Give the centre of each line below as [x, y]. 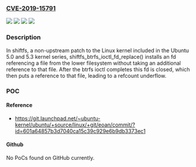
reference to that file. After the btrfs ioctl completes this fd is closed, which [98, 69]
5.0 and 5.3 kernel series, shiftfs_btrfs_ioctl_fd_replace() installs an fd [91, 56]
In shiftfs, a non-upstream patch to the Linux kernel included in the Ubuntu [98, 50]
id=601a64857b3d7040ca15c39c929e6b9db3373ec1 [80, 131]
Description [24, 37]
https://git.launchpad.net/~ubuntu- [57, 118]
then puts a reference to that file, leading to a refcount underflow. [86, 75]
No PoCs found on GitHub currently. [50, 157]
